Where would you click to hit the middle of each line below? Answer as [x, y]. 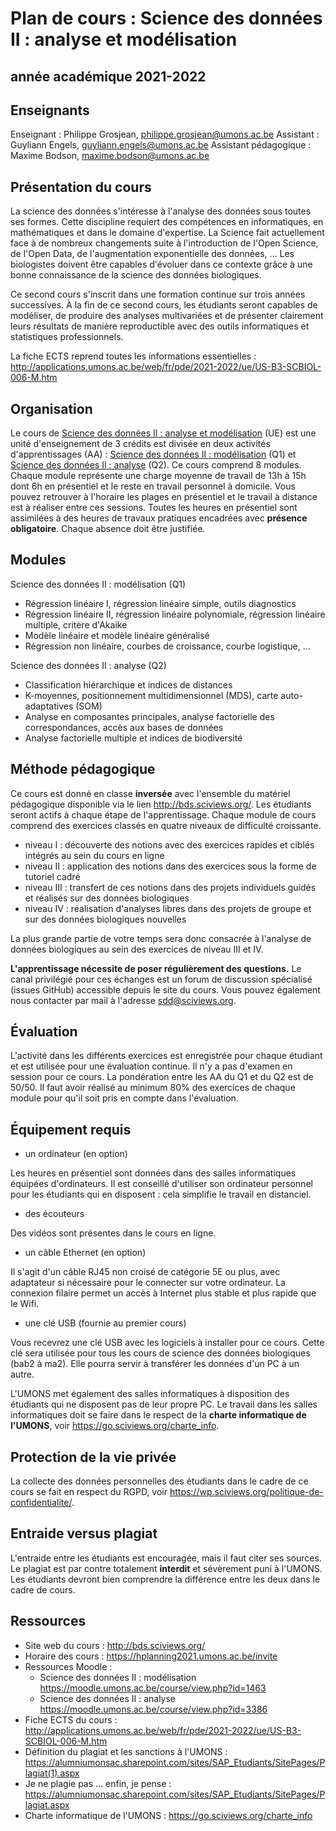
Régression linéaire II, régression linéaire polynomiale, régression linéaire [175, 614]
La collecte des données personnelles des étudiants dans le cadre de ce [159, 1481]
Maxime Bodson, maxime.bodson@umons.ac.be [110, 156]
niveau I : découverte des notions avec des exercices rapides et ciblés [169, 844]
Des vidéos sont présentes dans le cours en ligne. [113, 1233]
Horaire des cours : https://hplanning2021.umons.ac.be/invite [151, 1656]
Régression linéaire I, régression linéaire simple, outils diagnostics [160, 603]
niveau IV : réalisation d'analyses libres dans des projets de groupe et [168, 908]
